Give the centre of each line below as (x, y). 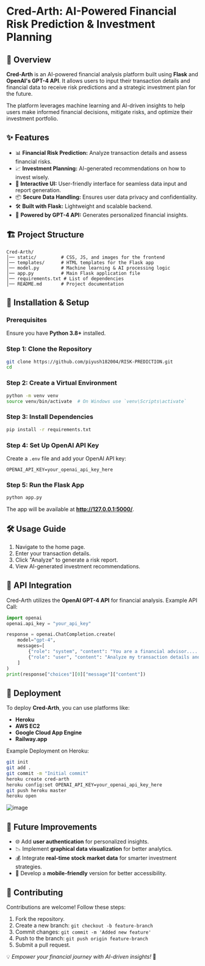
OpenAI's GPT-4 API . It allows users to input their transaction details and (98, 81)
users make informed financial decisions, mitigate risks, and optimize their (100, 112)
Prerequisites (27, 320)
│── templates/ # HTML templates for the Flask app (80, 263)
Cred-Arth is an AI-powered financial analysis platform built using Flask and (102, 74)
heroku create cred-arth (38, 779)
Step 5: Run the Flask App (45, 485)
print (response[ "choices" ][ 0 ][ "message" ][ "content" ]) (76, 674)
